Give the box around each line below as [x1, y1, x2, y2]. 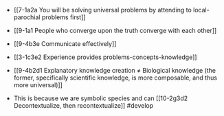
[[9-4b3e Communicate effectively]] [13, 40, 117, 47]
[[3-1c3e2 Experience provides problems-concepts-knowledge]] [13, 53, 197, 61]
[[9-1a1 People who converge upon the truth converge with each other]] [13, 27, 217, 34]
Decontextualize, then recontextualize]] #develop [13, 102, 154, 109]
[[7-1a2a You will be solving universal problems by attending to [13, 6, 192, 14]
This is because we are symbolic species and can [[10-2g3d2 [13, 94, 188, 102]
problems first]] [41, 13, 86, 21]
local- [193, 6, 210, 14]
